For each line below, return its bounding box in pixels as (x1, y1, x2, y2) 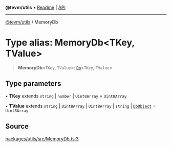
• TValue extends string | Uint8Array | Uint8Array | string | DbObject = (5, 103, 156, 109)
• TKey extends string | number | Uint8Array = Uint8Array (5, 93, 127, 99)
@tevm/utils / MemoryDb (5, 19, 58, 25)
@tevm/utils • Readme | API (5, 5, 66, 10)
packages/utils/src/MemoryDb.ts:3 (5, 135, 79, 142)
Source (5, 122, 29, 131)
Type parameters (5, 79, 61, 88)
